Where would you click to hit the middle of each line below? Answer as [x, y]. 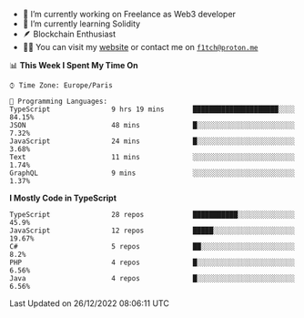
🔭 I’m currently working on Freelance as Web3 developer [129, 14]
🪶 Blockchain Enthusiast [69, 34]
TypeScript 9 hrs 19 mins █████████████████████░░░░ [152, 109]
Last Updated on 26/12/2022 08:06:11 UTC [90, 303]
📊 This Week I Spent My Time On [74, 65]
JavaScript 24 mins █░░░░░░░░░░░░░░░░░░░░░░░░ [152, 141]
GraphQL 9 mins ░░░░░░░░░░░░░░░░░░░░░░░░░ [152, 173]
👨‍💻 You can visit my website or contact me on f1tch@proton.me [140, 47]
